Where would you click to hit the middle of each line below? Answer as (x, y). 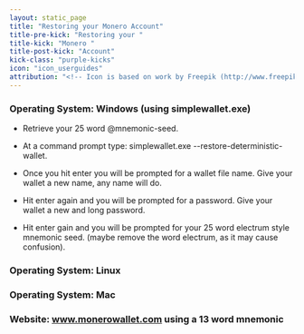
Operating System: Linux (65, 270)
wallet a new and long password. (84, 211)
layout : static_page (48, 18)
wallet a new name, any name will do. (92, 183)
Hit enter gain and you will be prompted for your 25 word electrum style (156, 228)
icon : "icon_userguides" (56, 69)
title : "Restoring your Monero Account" (87, 26)
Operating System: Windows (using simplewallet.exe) (130, 108)
